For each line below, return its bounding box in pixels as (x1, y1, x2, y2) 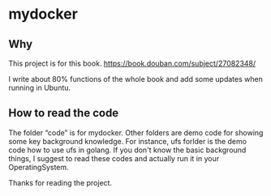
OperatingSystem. (8, 162, 69, 172)
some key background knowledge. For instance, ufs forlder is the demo (8, 136, 247, 146)
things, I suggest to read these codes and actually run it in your (8, 153, 220, 163)
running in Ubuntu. (8, 83, 71, 92)
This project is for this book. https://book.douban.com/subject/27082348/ (8, 58, 256, 68)
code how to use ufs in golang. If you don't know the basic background (8, 145, 247, 155)
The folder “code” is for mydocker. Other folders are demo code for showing (8, 127, 264, 138)
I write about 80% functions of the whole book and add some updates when (8, 75, 264, 83)
